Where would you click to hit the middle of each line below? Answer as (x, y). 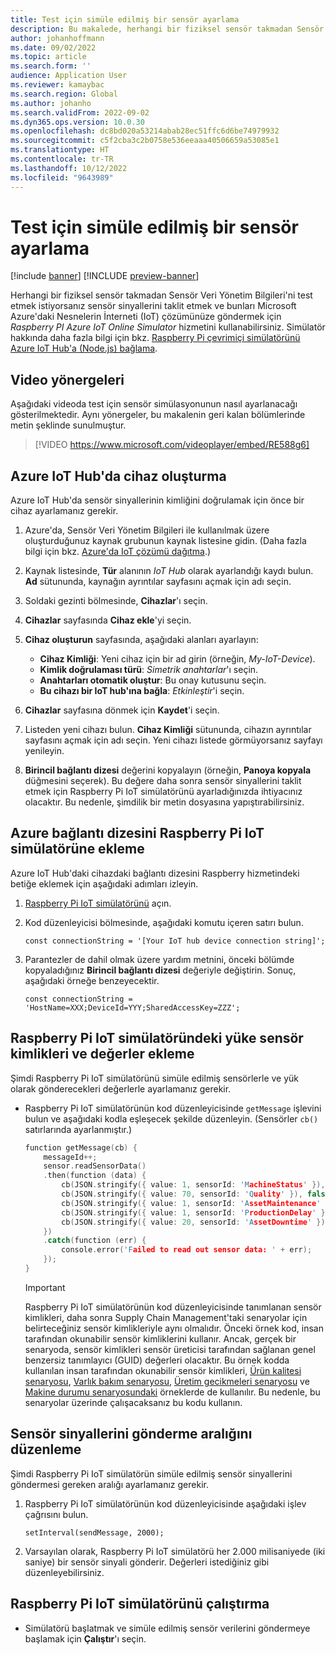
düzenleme (46, 1449)
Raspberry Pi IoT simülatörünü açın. (98, 903)
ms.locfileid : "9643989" (62, 177)
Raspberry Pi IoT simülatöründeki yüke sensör (157, 1038)
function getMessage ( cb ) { (81, 1147)
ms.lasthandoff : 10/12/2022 (69, 168)
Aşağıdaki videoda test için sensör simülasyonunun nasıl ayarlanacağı (154, 404)
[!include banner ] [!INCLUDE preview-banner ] (105, 276)
